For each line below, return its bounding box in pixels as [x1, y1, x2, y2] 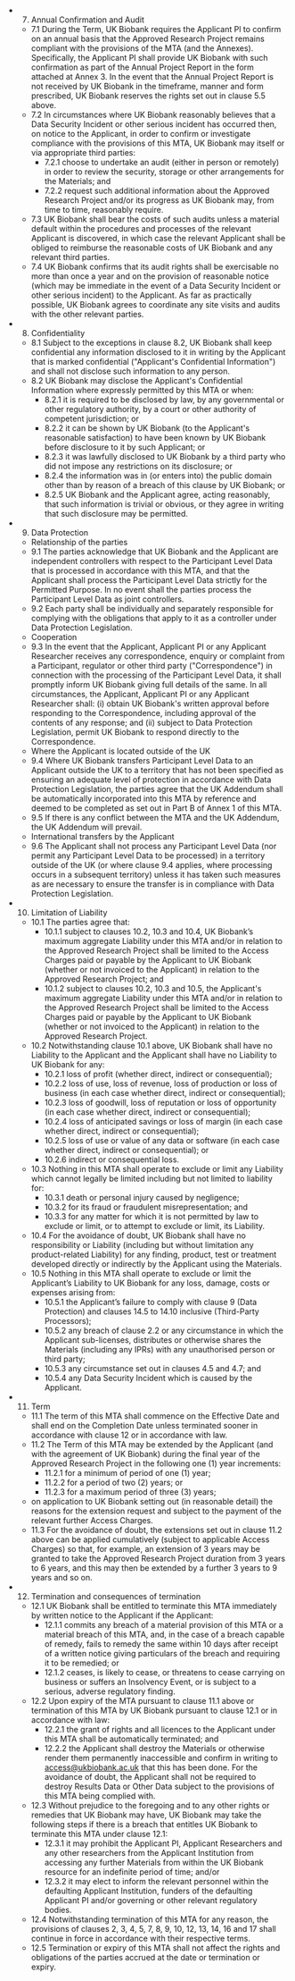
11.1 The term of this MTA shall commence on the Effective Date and [30, 1411, 280, 1421]
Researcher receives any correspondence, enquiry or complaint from [30, 651, 285, 662]
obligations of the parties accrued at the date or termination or [30, 1952, 260, 1962]
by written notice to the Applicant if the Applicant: [30, 1610, 214, 1621]
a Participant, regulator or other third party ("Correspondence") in [30, 661, 274, 670]
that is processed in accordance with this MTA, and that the [30, 565, 250, 576]
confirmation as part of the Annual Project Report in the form [30, 62, 254, 72]
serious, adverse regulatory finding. [44, 1686, 176, 1697]
